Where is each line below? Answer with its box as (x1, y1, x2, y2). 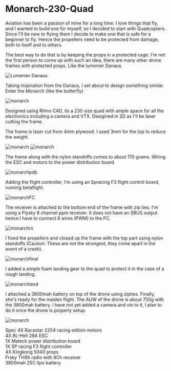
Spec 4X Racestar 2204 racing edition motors (5, 327, 102, 333)
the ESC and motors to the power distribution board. (5, 159, 116, 165)
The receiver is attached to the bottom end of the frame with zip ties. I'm (5, 204, 159, 210)
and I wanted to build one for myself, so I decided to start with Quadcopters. (5, 25, 166, 31)
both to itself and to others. (5, 41, 62, 48)
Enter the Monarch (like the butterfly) (5, 88, 83, 94)
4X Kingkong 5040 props (5, 348, 59, 355)
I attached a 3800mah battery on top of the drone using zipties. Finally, (5, 291, 155, 297)
